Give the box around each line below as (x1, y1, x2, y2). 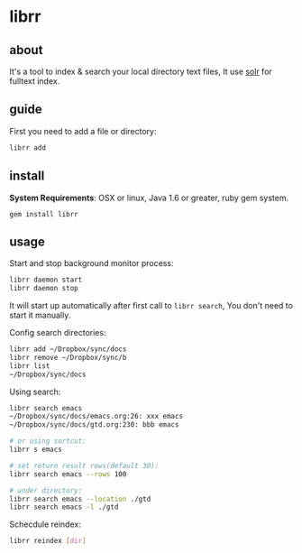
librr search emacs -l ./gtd (9, 502, 119, 512)
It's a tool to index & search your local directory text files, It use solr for (9, 66, 272, 77)
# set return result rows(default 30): (9, 461, 160, 470)
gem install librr (9, 209, 78, 218)
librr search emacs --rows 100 (9, 469, 127, 479)
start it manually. (9, 309, 71, 321)
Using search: (9, 386, 61, 397)
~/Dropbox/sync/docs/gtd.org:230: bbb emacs (9, 420, 179, 429)
